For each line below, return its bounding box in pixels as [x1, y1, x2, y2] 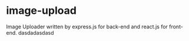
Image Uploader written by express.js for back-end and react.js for [6, 23, 168, 30]
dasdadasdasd [18, 29, 54, 36]
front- [168, 23, 184, 30]
